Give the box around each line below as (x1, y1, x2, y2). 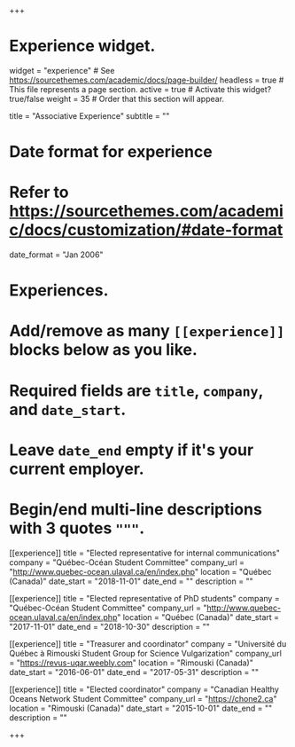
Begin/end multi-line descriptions (9, 499, 263, 519)
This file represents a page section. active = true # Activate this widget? (9, 83, 272, 94)
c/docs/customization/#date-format (9, 220, 283, 240)
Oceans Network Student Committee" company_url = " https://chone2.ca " (9, 693, 277, 704)
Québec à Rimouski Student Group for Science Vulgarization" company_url (9, 648, 282, 658)
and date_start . (9, 399, 127, 420)
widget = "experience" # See (9, 65, 115, 75)
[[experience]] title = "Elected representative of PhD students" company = (9, 593, 281, 603)
